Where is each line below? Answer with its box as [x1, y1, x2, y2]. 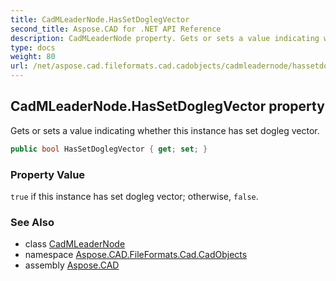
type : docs [10, 42, 56, 53]
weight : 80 [10, 52, 56, 62]
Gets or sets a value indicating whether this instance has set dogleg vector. [10, 124, 320, 136]
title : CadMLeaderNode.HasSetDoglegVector [10, 14, 190, 25]
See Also [10, 215, 55, 229]
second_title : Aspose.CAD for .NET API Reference [10, 24, 222, 34]
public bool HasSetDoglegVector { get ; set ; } [10, 144, 208, 154]
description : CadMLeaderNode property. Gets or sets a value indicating [10, 33, 320, 43]
